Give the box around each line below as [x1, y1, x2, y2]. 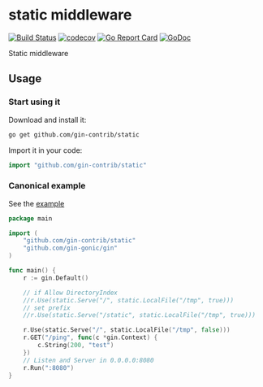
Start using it [8, 96, 61, 107]
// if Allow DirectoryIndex [23, 289, 118, 297]
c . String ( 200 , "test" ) [37, 341, 114, 350]
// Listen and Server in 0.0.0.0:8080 [23, 356, 154, 364]
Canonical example [8, 180, 86, 192]
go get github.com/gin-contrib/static [8, 130, 140, 139]
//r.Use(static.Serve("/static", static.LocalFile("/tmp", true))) [23, 311, 256, 320]
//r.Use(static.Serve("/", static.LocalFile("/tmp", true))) [23, 296, 234, 304]
